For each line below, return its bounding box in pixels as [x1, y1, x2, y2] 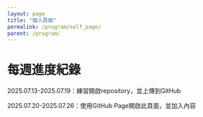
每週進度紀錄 [7, 62, 82, 78]
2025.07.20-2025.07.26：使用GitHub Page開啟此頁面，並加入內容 [7, 102, 197, 110]
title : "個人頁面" [7, 17, 57, 24]
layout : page [7, 10, 45, 18]
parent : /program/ [7, 29, 61, 37]
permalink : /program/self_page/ [7, 23, 101, 30]
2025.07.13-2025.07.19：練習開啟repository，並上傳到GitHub [7, 87, 181, 95]
